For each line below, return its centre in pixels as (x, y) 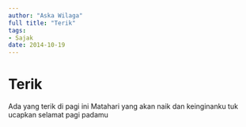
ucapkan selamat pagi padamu (59, 115)
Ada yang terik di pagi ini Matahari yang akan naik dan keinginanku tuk (123, 106)
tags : (17, 30)
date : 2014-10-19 (37, 45)
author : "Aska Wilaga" (45, 15)
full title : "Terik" (42, 23)
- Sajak (21, 38)
